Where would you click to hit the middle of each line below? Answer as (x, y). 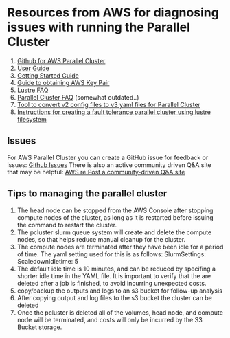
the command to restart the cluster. (67, 225)
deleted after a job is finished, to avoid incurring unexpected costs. (112, 283)
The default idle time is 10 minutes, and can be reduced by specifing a (116, 269)
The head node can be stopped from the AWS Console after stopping (115, 210)
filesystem (32, 119)
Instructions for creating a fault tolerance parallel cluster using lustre (114, 112)
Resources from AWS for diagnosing (113, 13)
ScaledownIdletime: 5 (48, 261)
